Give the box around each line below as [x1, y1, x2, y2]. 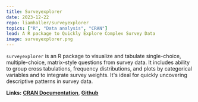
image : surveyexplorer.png [6, 36, 73, 42]
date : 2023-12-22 [6, 14, 49, 20]
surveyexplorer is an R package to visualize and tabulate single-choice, [6, 53, 181, 59]
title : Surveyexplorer [6, 8, 62, 15]
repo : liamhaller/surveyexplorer [6, 20, 89, 26]
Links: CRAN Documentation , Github [6, 90, 99, 96]
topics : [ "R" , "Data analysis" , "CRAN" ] [6, 25, 108, 31]
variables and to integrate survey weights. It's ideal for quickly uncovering [6, 72, 187, 78]
